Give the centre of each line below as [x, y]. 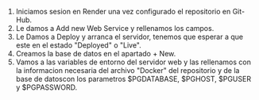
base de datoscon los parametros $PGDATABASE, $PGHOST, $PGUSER [133, 79]
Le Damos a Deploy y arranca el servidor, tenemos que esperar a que [129, 37]
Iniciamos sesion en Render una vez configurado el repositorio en [123, 12]
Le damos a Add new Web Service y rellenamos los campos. [115, 28]
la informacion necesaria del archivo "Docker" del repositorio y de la [128, 70]
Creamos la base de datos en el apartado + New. [96, 54]
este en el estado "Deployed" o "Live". [78, 45]
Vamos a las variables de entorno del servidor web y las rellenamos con [133, 62]
